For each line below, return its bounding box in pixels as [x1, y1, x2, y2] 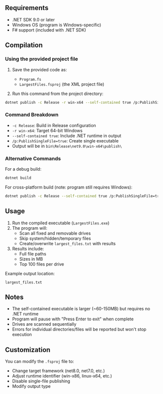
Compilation [5, 41, 43, 49]
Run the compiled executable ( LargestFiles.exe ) [12, 220, 110, 226]
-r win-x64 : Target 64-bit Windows [12, 127, 83, 133]
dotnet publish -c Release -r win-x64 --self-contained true [5, 100, 131, 105]
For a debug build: [5, 166, 42, 172]
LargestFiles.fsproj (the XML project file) [19, 81, 104, 87]
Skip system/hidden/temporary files [19, 235, 91, 241]
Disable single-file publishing [12, 378, 70, 384]
